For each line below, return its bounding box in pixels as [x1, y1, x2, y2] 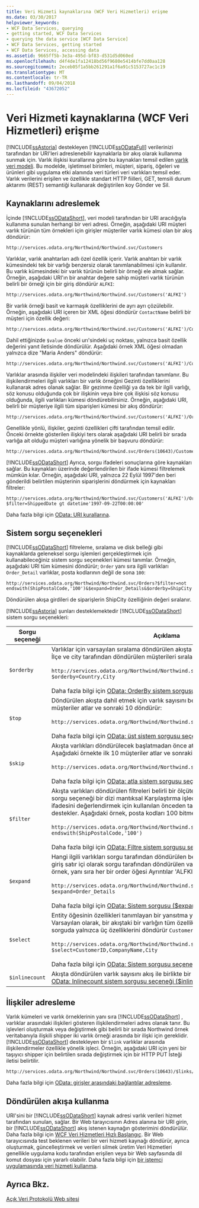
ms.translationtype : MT [6, 69, 65, 75]
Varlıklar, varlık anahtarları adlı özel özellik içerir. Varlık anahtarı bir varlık [6, 255, 182, 262]
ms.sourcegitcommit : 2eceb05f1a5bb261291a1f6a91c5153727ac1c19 [6, 63, 166, 70]
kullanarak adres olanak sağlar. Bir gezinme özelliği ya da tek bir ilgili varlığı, [6, 384, 191, 391]
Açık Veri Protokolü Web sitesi [6, 1195, 80, 1202]
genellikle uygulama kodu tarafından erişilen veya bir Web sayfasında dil [6, 1150, 182, 1157]
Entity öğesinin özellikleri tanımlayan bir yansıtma [51, 911, 188, 919]
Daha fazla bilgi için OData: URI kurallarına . [6, 511, 111, 518]
